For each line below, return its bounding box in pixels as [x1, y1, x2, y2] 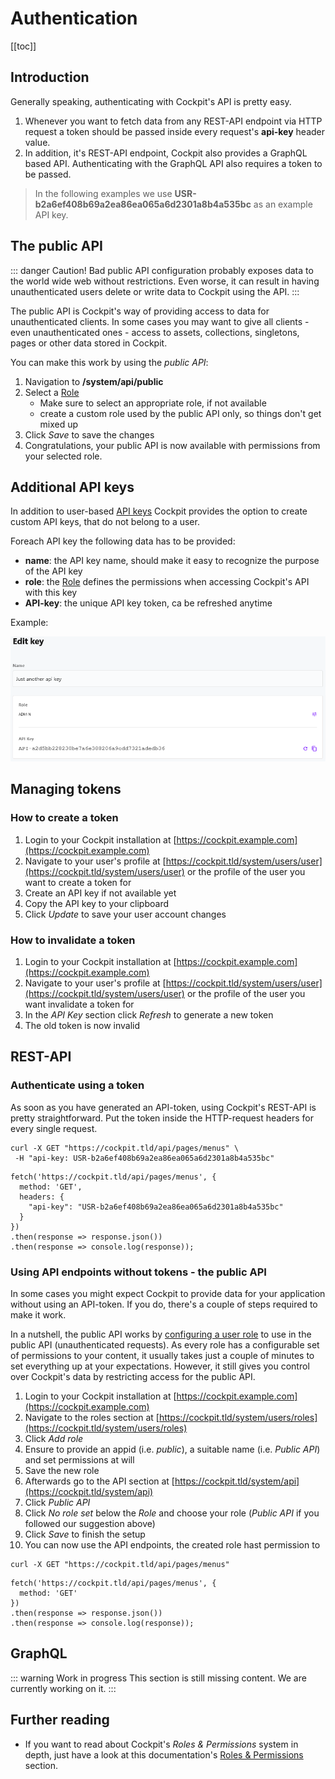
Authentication [10, 7, 138, 30]
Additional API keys [10, 478, 135, 496]
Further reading [10, 1712, 110, 1729]
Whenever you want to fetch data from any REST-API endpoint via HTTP [24, 115, 323, 127]
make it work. [10, 1309, 67, 1321]
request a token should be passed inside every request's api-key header [24, 125, 326, 137]
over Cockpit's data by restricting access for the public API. [10, 1371, 256, 1383]
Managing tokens [10, 781, 122, 798]
